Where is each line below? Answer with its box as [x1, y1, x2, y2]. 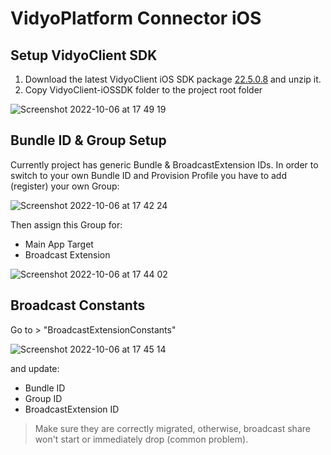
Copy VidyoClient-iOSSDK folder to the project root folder [24, 84, 263, 96]
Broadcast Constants [10, 297, 146, 314]
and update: [10, 362, 60, 374]
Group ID [24, 392, 63, 404]
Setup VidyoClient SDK [10, 47, 158, 64]
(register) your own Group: [10, 180, 120, 192]
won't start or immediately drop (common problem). [34, 433, 249, 445]
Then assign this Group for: [10, 218, 123, 231]
